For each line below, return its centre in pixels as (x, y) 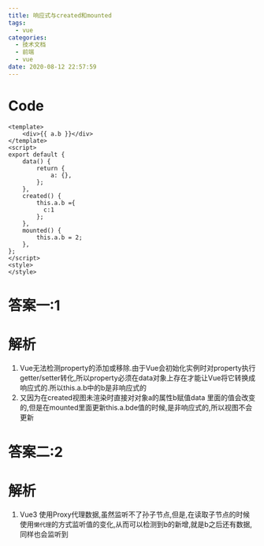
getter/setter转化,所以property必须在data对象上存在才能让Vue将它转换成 (138, 378)
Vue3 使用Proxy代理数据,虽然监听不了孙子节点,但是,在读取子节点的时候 (135, 514)
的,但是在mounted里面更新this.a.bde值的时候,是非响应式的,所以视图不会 (136, 407)
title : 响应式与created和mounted (60, 15)
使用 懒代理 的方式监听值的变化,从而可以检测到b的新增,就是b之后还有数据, (136, 524)
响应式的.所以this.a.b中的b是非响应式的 (83, 387)
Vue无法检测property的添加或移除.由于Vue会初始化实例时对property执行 (138, 368)
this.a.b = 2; (59, 237)
